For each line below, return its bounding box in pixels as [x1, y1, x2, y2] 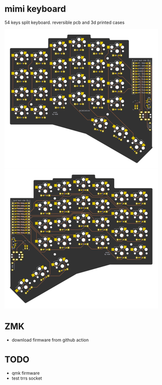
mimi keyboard [4, 3, 66, 15]
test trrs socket [11, 375, 42, 381]
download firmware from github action [11, 337, 89, 343]
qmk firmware [11, 370, 40, 376]
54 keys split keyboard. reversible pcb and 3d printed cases [4, 19, 125, 25]
